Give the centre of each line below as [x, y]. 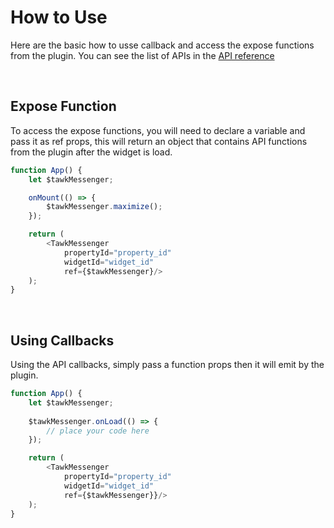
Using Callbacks [62, 340]
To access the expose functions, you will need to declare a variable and [158, 130]
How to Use [59, 17]
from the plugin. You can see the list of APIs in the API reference [142, 55]
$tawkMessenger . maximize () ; [104, 207]
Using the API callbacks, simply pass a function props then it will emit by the [167, 365]
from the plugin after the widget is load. [91, 152]
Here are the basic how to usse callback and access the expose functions [162, 45]
